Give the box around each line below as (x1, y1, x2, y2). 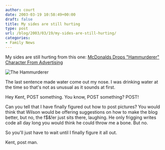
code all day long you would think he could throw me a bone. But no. (5, 119, 148, 126)
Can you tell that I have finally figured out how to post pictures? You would (5, 104, 160, 110)
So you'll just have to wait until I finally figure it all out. (5, 129, 117, 135)
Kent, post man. (5, 139, 38, 145)
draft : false (5, 17, 33, 22)
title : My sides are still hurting (5, 21, 80, 27)
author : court (5, 7, 35, 13)
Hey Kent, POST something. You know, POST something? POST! (5, 94, 139, 100)
